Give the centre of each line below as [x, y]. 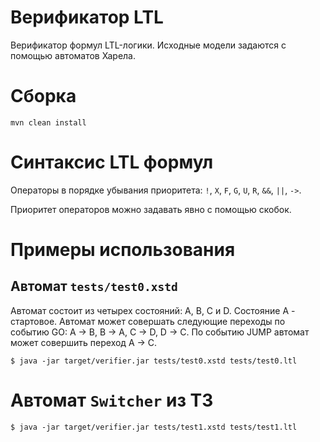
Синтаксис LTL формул [112, 162]
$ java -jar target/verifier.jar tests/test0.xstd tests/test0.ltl [154, 361]
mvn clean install [48, 122]
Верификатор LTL [87, 17]
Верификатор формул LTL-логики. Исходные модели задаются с [148, 45]
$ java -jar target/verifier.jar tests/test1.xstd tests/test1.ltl [154, 427]
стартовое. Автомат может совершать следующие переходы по [148, 321]
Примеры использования [123, 250]
